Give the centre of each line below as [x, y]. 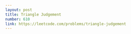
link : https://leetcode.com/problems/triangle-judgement [66, 24]
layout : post [19, 10]
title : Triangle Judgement [33, 14]
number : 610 [17, 19]
